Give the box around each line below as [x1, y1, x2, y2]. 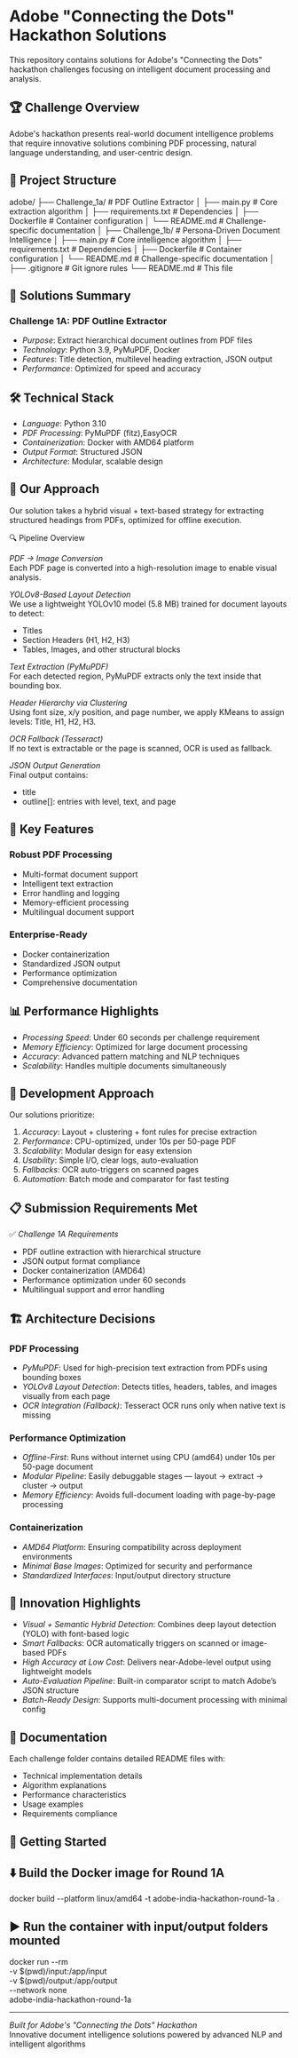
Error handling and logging [21, 887, 120, 898]
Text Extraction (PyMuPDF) [9, 661, 109, 671]
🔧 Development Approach [9, 1086, 154, 1101]
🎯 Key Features [9, 822, 95, 837]
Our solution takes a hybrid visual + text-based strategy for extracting [9, 505, 264, 516]
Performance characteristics [21, 1790, 127, 1800]
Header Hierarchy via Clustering [9, 697, 128, 708]
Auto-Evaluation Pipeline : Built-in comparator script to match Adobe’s [21, 1676, 277, 1687]
